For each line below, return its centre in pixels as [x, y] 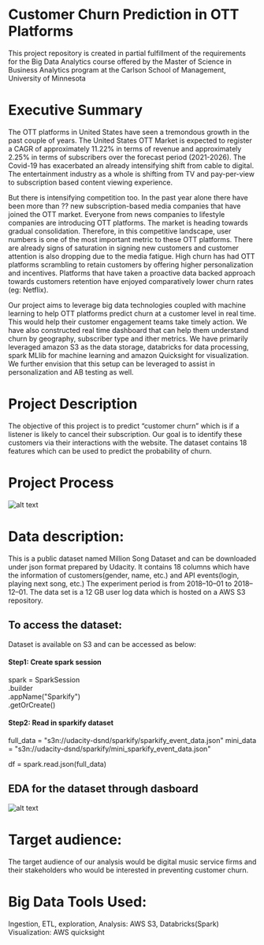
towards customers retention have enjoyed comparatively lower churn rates [131, 281]
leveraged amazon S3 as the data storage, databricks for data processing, [129, 347]
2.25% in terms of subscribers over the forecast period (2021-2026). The [127, 157]
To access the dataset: [65, 625]
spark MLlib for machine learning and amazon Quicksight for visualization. [129, 355]
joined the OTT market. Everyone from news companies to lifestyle [117, 214]
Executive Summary [76, 110]
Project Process [61, 483]
